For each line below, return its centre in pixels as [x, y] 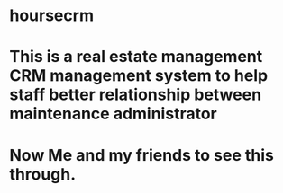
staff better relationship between [136, 95]
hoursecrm [52, 16]
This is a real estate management [136, 57]
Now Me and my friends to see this [142, 155]
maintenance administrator [114, 114]
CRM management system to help [139, 76]
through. [43, 174]
